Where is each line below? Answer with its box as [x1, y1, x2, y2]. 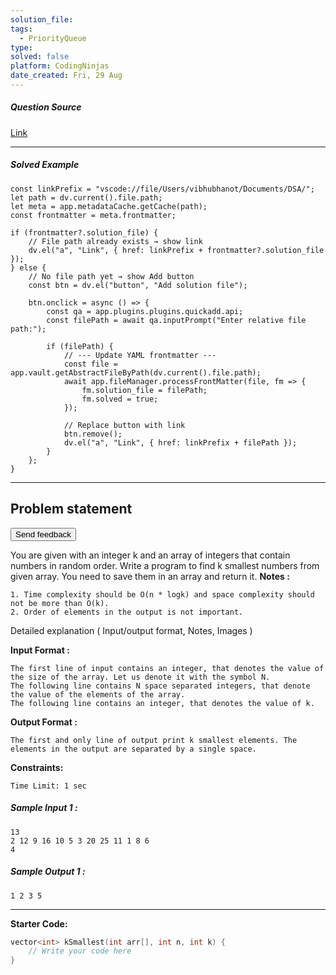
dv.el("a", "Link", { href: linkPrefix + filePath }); [63, 437, 298, 448]
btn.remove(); [63, 429, 123, 439]
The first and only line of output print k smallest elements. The [10, 735, 298, 745]
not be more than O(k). [10, 598, 110, 608]
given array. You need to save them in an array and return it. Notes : [10, 570, 290, 582]
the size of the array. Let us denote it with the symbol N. [10, 672, 271, 682]
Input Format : [10, 644, 70, 656]
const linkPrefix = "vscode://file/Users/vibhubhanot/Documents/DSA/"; [10, 184, 315, 194]
